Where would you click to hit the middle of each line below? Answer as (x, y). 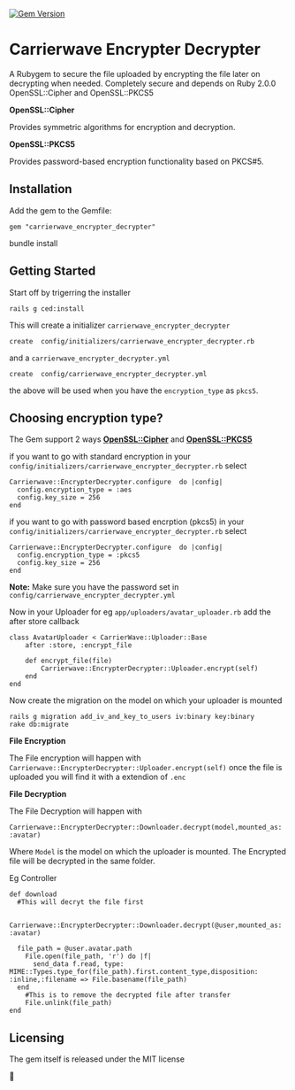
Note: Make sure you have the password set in (94, 587)
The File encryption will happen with (75, 758)
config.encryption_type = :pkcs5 (79, 555)
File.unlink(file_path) (69, 1003)
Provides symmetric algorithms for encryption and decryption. (122, 127)
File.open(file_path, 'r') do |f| (88, 956)
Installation (41, 189)
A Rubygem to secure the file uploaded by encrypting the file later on (135, 73)
